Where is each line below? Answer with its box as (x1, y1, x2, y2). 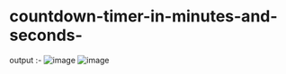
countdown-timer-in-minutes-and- (9, 6, 278, 27)
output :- (9, 54, 42, 65)
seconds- (9, 25, 83, 45)
